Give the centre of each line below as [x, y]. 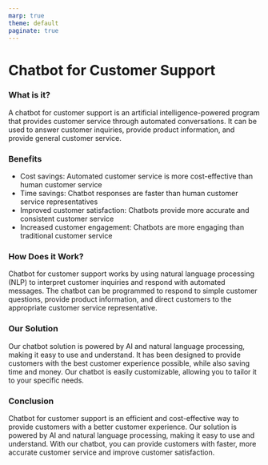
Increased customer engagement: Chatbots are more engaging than [132, 227]
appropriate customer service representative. [83, 308]
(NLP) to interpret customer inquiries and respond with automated [117, 283]
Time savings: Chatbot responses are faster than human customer [129, 194]
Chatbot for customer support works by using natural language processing [131, 274]
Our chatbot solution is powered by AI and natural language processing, [127, 346]
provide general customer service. [65, 138]
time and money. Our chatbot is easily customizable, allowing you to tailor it [133, 371]
